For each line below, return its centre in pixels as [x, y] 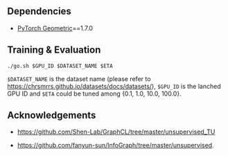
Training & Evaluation [54, 50]
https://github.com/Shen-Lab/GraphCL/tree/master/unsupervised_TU [116, 132]
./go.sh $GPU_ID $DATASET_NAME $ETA [60, 66]
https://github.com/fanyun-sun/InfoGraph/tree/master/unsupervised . [115, 146]
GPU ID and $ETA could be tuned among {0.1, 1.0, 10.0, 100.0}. [94, 94]
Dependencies [39, 11]
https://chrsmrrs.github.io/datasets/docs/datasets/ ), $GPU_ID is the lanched [114, 86]
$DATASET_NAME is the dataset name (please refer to [79, 78]
